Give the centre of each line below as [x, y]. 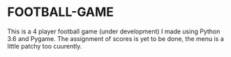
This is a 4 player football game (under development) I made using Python [114, 31]
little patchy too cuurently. [45, 46]
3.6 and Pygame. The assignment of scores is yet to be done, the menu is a [116, 38]
